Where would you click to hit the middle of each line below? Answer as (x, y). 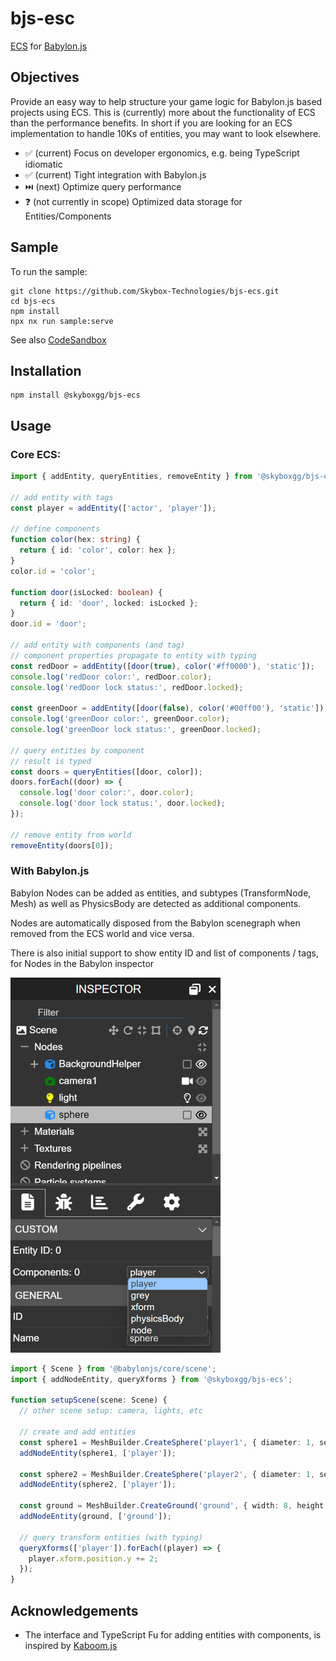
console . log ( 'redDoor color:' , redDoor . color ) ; (111, 677)
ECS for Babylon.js (49, 46)
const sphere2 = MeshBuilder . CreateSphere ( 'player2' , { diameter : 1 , (167, 1474)
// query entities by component (77, 750)
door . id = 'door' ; (48, 624)
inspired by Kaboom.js (71, 1646)
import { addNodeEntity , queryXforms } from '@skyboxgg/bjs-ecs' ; (151, 1379)
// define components (55, 529)
